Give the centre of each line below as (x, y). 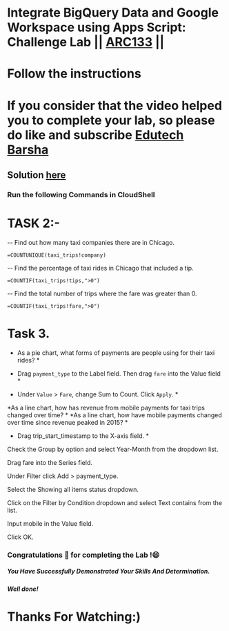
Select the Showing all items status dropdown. (73, 489)
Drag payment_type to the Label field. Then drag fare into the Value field (119, 373)
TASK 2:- (33, 223)
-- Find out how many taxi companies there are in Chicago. (91, 242)
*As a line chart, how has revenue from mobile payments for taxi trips (106, 408)
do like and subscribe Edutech (96, 135)
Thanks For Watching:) (74, 616)
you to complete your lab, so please (111, 120)
